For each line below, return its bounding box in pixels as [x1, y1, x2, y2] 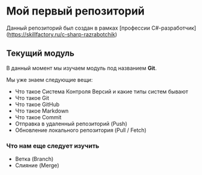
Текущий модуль [6, 48, 74, 59]
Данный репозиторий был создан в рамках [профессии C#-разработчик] [6, 24, 197, 31]
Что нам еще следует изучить [6, 141, 100, 150]
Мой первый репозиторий [6, 4, 145, 18]
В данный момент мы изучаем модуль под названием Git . [6, 64, 157, 71]
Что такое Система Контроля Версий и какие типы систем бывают [15, 88, 189, 95]
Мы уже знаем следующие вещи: [6, 76, 93, 83]
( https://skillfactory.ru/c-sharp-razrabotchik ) [6, 30, 117, 38]
